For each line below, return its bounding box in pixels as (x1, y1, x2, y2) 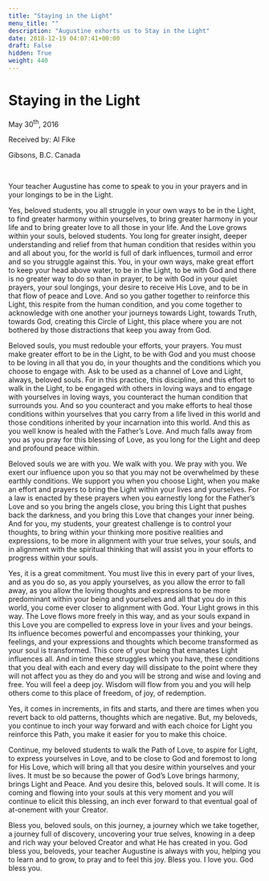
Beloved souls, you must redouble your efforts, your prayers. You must (8, 341, 243, 351)
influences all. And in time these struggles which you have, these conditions (8, 654, 259, 664)
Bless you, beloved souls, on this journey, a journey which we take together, (8, 821, 259, 830)
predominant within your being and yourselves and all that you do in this (8, 595, 247, 604)
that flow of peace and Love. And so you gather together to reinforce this (8, 291, 251, 301)
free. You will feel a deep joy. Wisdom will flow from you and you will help (8, 680, 251, 690)
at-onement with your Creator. (8, 805, 108, 815)
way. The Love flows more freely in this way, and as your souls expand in (8, 611, 251, 621)
